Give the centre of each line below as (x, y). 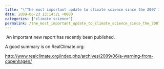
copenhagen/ (19, 61)
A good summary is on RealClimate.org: (45, 46)
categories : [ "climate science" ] (39, 19)
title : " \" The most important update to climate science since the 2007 (81, 10)
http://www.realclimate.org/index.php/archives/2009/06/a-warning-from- (79, 56)
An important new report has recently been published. (61, 37)
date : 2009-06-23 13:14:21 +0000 (39, 14)
